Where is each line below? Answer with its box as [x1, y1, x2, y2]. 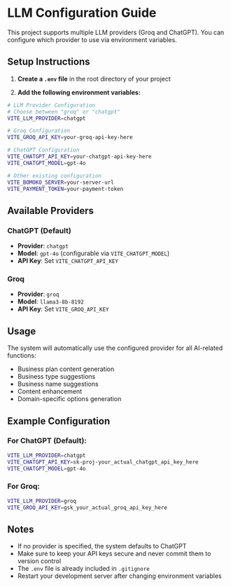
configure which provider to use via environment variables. [7, 35, 177, 43]
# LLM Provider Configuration [7, 102, 96, 109]
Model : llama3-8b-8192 [17, 297, 84, 306]
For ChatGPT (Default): [7, 436, 87, 446]
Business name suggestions [17, 380, 99, 389]
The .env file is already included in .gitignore [17, 565, 150, 573]
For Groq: [7, 482, 41, 492]
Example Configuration [7, 415, 111, 427]
